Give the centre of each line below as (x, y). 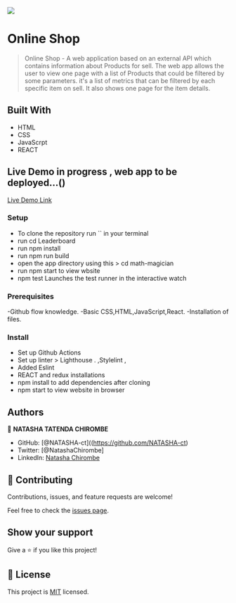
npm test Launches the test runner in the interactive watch (102, 278)
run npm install (39, 248)
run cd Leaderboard (46, 241)
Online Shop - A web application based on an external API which (118, 58)
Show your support (50, 532)
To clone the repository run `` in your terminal (83, 233)
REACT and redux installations (61, 375)
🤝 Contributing (40, 480)
